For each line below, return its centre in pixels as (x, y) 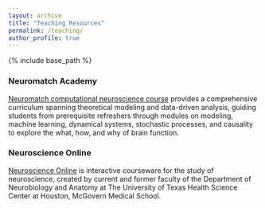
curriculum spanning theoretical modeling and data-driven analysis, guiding (132, 107)
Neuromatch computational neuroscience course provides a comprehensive (133, 98)
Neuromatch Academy (53, 81)
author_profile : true (44, 38)
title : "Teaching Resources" (57, 23)
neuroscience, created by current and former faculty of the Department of (130, 179)
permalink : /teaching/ (46, 30)
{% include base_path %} (50, 61)
